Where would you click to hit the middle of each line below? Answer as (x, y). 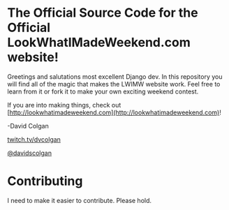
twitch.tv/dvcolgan (34, 139)
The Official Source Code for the (103, 13)
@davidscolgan (30, 153)
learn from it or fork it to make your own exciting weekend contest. (103, 91)
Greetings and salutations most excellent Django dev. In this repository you (115, 76)
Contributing (45, 181)
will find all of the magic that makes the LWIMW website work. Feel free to (114, 84)
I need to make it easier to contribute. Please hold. (80, 200)
